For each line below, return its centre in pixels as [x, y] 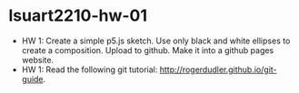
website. [38, 60]
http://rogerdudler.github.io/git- [219, 70]
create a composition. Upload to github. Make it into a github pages [148, 50]
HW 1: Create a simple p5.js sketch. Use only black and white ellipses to [156, 41]
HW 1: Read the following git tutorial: [90, 70]
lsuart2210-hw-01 [78, 16]
